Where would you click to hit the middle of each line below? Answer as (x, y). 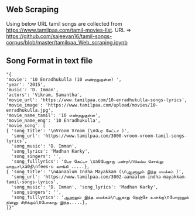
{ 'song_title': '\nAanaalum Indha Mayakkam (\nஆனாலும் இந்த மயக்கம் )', (95, 172)
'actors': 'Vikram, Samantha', (44, 95)
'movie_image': (25, 105)
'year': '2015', (26, 84)
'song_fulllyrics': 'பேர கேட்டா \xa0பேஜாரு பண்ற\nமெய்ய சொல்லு (88, 161)
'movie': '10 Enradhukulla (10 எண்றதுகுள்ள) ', (64, 79)
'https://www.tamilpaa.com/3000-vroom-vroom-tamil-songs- (115, 136)
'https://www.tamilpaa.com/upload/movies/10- (102, 105)
